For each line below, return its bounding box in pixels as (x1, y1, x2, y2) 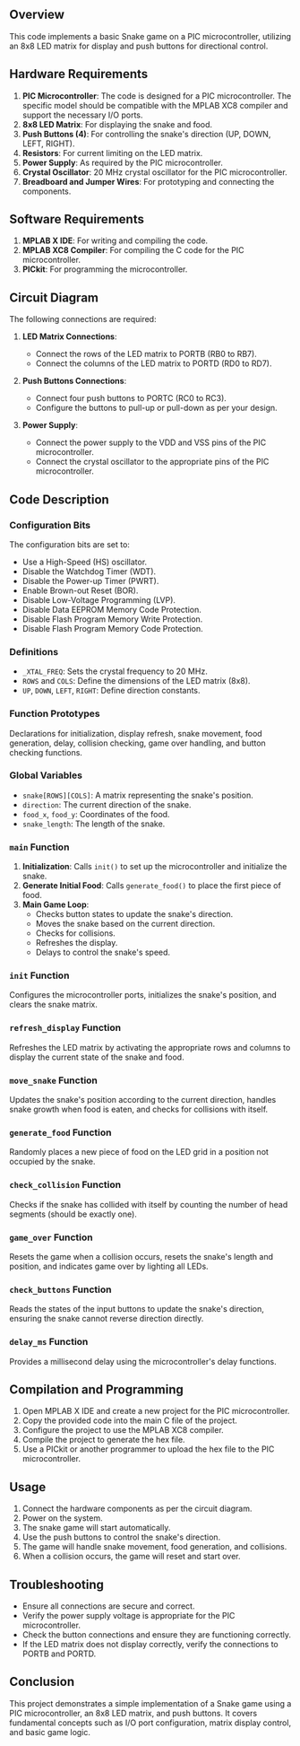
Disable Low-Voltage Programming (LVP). (21, 594, 176, 605)
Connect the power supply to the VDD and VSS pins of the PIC (35, 437, 267, 448)
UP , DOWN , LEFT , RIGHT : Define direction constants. (21, 685, 201, 696)
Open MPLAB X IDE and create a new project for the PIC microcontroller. (21, 1406, 290, 1417)
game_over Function (9, 1231, 93, 1244)
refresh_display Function (9, 1022, 122, 1035)
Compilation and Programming (9, 1382, 184, 1397)
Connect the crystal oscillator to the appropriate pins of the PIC (35, 457, 270, 467)
